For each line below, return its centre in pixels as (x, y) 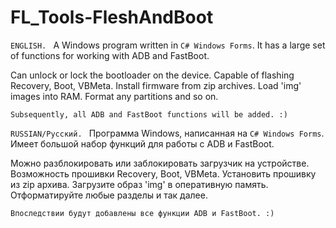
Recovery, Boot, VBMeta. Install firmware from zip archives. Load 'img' (156, 85)
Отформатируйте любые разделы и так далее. (109, 195)
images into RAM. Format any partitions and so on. (114, 96)
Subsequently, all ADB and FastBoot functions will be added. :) (149, 114)
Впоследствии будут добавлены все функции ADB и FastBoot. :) (142, 213)
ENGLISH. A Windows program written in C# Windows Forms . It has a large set (168, 45)
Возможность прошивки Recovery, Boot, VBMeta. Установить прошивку (163, 173)
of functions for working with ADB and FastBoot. (110, 55)
